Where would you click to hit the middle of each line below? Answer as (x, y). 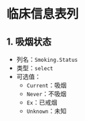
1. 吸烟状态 (29, 42)
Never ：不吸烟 (46, 94)
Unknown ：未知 (46, 111)
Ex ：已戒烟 (42, 102)
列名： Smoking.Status (47, 59)
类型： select (35, 68)
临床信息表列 (43, 14)
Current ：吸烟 (46, 85)
